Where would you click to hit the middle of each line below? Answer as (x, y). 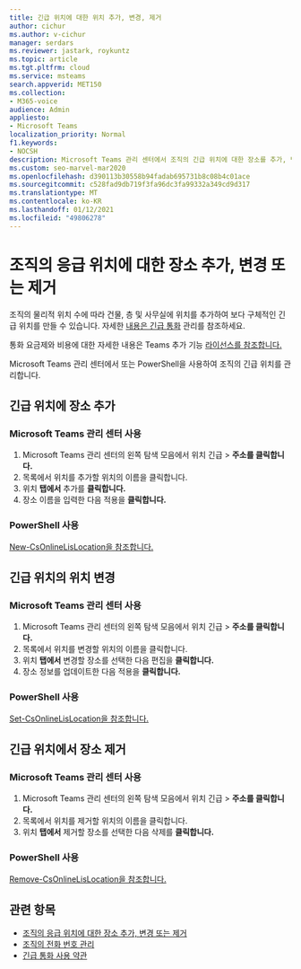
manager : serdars (42, 43)
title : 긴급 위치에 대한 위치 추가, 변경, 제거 (86, 18)
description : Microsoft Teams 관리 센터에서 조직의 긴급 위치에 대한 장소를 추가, (148, 159)
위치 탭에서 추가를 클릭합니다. (74, 489)
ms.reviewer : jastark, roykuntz (69, 51)
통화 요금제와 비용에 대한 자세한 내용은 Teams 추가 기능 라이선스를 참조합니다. (146, 344)
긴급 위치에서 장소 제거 (68, 749)
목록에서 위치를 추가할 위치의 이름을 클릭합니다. (105, 478)
